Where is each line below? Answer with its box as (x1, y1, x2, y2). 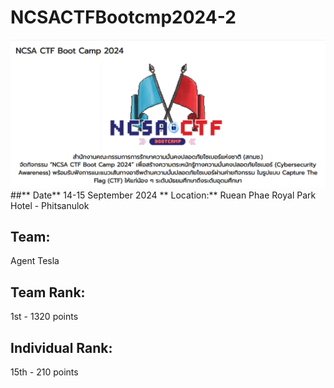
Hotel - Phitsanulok (10, 199, 90, 211)
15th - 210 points (10, 366, 79, 378)
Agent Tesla (10, 255, 60, 267)
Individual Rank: (10, 339, 113, 356)
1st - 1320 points (10, 311, 79, 323)
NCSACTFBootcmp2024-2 (10, 6, 237, 29)
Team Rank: (10, 284, 86, 301)
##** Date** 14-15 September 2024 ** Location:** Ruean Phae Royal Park (10, 189, 317, 201)
